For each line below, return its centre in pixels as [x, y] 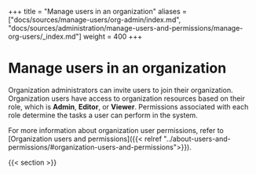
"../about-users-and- [197, 139]
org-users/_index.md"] [45, 36]
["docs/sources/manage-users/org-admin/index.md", [95, 20]
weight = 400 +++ [113, 36]
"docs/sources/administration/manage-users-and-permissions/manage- [126, 28]
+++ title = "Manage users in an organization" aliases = [97, 11]
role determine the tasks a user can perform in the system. [103, 115]
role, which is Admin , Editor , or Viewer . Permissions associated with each [128, 106]
